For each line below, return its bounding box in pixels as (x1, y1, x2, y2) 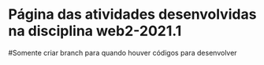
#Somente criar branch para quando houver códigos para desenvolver (8, 48, 238, 57)
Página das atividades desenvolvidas (8, 5, 257, 23)
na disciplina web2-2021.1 (8, 22, 182, 40)
